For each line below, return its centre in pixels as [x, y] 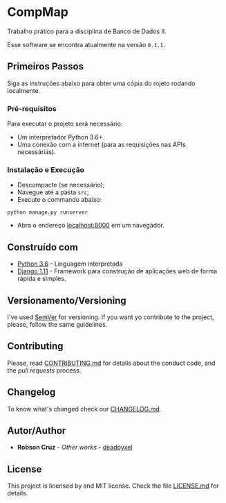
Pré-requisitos [32, 108]
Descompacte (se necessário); [61, 185]
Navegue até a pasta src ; [53, 192]
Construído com [43, 247]
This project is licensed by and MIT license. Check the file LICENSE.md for [113, 486]
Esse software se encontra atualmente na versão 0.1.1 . [86, 44]
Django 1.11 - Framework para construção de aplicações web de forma [117, 271]
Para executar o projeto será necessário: [65, 124]
